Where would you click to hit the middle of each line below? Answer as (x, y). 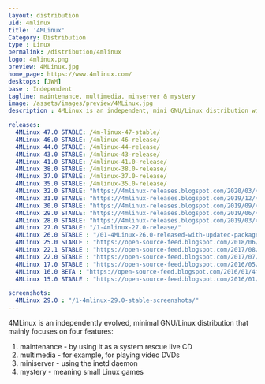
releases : (24, 125)
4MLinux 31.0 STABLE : (51, 198)
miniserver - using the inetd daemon (78, 363)
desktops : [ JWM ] (35, 81)
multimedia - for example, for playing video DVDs (99, 355)
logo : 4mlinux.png (38, 60)
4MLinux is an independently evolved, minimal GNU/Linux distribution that (129, 323)
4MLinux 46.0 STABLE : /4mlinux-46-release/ (88, 140)
